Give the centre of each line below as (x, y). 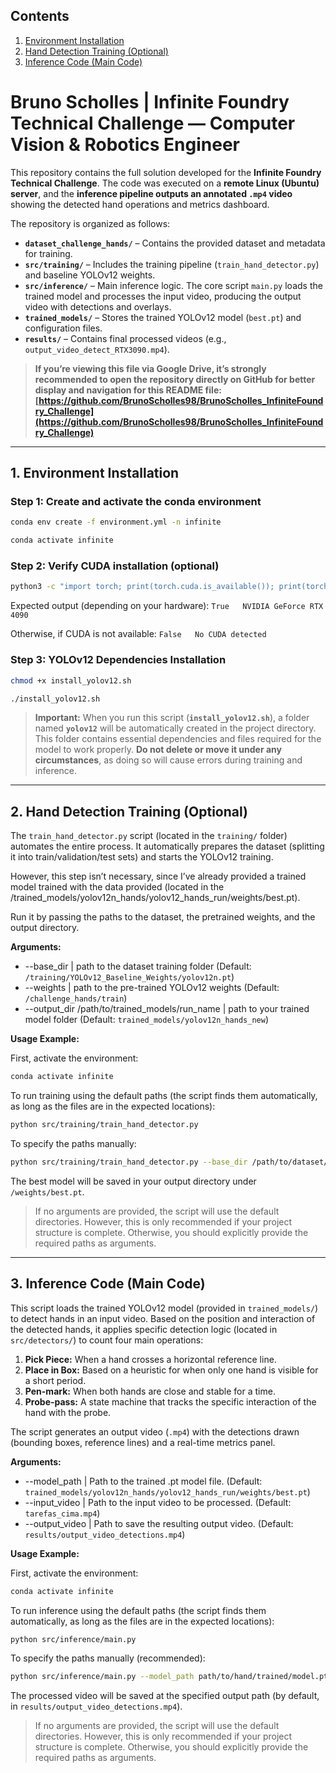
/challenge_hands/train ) (76, 998)
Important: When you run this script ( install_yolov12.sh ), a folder (172, 718)
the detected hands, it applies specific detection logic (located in (144, 1329)
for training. (48, 253)
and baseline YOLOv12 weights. (90, 275)
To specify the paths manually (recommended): (108, 1658)
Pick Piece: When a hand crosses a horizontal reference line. (150, 1359)
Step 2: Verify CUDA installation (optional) (115, 566)
